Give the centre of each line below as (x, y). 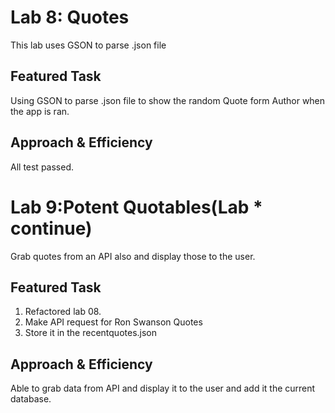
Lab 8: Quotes (70, 17)
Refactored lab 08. (63, 312)
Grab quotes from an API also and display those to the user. (133, 256)
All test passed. (42, 167)
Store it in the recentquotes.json (91, 333)
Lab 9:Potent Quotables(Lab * (136, 207)
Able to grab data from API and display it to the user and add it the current (163, 388)
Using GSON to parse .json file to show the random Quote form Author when (168, 100)
